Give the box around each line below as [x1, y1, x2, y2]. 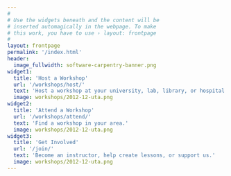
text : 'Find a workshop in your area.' [13, 119, 129, 127]
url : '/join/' [13, 146, 54, 152]
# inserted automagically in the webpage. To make [7, 23, 157, 30]
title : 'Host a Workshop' [13, 74, 89, 82]
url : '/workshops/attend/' [13, 113, 92, 120]
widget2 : [7, 100, 33, 107]
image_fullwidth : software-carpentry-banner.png [13, 62, 157, 69]
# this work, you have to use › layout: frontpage [7, 29, 157, 37]
